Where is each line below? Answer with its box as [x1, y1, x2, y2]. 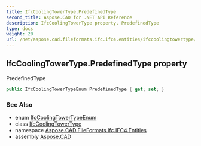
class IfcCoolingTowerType [14, 120, 82, 127]
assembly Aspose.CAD [14, 133, 72, 140]
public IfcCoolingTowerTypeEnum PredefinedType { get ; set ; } [6, 86, 165, 92]
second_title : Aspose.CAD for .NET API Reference [6, 14, 133, 20]
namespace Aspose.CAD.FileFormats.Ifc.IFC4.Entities [14, 126, 147, 133]
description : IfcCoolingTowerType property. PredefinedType [6, 20, 160, 26]
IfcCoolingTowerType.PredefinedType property [6, 59, 187, 69]
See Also [6, 100, 33, 108]
